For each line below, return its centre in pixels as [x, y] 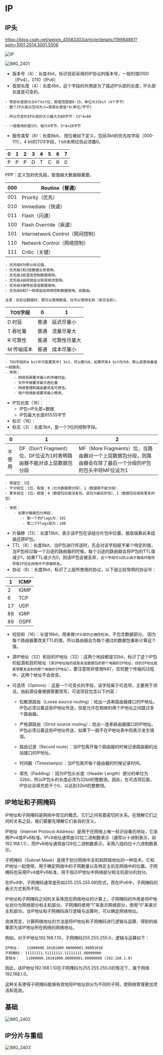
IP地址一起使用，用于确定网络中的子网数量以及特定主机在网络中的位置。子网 [81, 866]
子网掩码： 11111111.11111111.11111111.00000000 [53, 953]
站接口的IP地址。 [36, 753]
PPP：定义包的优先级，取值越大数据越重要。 [49, 175]
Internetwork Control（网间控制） [60, 234]
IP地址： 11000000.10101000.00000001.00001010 [54, 948]
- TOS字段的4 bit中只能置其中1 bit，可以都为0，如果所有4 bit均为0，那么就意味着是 [81, 362]
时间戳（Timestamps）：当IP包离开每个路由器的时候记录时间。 [81, 763]
